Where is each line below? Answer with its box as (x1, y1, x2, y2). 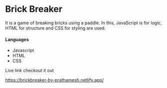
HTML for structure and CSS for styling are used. (5, 25, 106, 31)
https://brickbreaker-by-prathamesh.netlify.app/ (5, 77, 104, 83)
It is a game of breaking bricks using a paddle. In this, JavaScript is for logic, (5, 20, 162, 26)
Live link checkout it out (5, 68, 54, 74)
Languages (5, 36, 29, 43)
